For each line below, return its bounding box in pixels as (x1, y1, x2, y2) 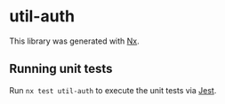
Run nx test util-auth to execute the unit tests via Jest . (9, 84, 217, 95)
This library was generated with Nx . (9, 36, 140, 46)
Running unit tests (9, 61, 113, 76)
